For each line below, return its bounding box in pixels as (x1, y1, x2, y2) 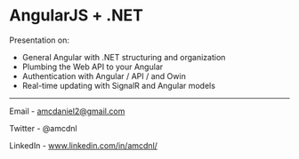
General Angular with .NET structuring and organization (21, 52, 226, 62)
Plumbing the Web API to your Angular (21, 61, 164, 72)
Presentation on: (9, 35, 69, 45)
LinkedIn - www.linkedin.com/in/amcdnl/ (9, 139, 158, 151)
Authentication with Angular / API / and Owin (21, 70, 187, 81)
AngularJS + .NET (9, 5, 144, 26)
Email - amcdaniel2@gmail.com (9, 106, 125, 116)
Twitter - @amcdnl (9, 123, 77, 133)
